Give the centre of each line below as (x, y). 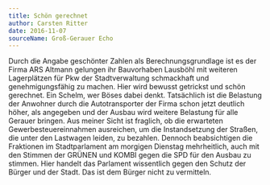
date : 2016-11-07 (37, 31)
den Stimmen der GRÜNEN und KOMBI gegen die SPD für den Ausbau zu (130, 155)
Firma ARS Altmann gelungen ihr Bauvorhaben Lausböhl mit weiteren (123, 70)
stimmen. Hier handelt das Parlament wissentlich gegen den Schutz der (127, 164)
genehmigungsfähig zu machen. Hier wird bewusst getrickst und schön (127, 87)
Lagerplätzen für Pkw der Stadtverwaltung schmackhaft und (109, 78)
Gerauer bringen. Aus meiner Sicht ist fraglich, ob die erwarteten (116, 121)
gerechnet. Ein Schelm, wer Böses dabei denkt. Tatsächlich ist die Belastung (135, 95)
